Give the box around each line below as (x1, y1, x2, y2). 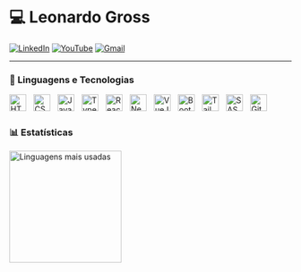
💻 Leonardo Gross (9, 7, 150, 28)
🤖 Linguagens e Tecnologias (9, 73, 134, 86)
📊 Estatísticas (9, 126, 73, 139)
